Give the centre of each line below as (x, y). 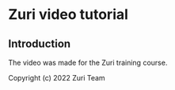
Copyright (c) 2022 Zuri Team (57, 78)
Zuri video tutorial (68, 15)
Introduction (40, 44)
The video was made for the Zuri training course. (88, 62)
